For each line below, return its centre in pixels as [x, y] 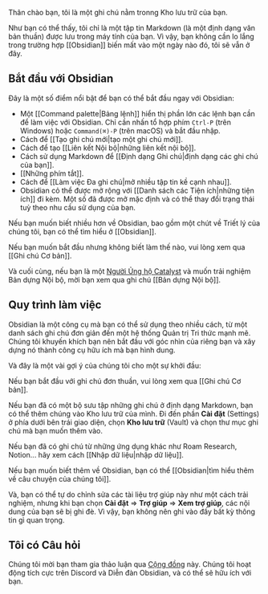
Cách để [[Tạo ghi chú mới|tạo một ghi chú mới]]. [101, 139]
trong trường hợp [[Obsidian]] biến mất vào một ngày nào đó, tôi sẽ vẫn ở [129, 45]
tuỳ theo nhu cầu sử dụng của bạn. [78, 207]
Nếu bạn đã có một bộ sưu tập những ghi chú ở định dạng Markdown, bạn [131, 405]
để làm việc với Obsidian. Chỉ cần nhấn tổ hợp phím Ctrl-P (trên [125, 122]
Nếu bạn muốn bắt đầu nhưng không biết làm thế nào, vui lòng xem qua [127, 247]
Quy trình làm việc [55, 305]
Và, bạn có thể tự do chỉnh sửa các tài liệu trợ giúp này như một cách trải [128, 494]
